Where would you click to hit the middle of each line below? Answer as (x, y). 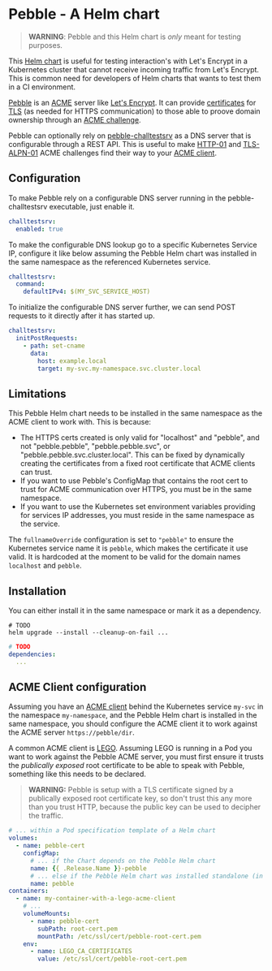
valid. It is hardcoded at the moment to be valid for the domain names (125, 557)
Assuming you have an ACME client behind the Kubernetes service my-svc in (136, 706)
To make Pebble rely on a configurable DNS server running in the (117, 198)
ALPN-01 (24, 153)
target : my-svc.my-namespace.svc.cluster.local (119, 369)
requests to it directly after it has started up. (82, 316)
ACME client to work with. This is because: (80, 422)
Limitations (37, 393)
